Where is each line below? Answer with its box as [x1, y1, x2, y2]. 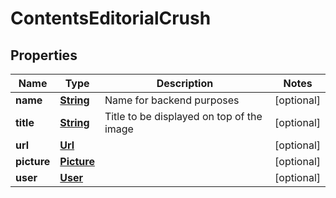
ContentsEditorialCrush [10, 7, 212, 30]
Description [156, 77, 214, 90]
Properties [10, 47, 78, 64]
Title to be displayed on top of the [104, 110, 263, 123]
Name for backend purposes [104, 93, 240, 107]
